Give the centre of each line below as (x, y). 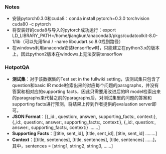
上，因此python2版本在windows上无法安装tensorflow (67, 54)
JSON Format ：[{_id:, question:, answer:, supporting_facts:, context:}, (85, 116)
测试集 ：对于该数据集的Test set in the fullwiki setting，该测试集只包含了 (86, 79)
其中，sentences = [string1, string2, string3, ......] (62, 145)
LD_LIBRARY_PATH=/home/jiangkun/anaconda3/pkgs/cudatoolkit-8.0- (85, 35)
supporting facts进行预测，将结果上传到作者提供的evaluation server (82, 104)
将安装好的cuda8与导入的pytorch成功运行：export (64, 30)
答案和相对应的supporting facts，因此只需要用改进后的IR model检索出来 (86, 91)
